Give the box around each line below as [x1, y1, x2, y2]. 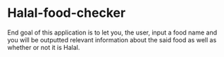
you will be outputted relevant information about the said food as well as [7, 35, 217, 44]
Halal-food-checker [7, 5, 126, 21]
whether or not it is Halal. [7, 43, 80, 51]
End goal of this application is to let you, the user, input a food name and [7, 28, 218, 37]
